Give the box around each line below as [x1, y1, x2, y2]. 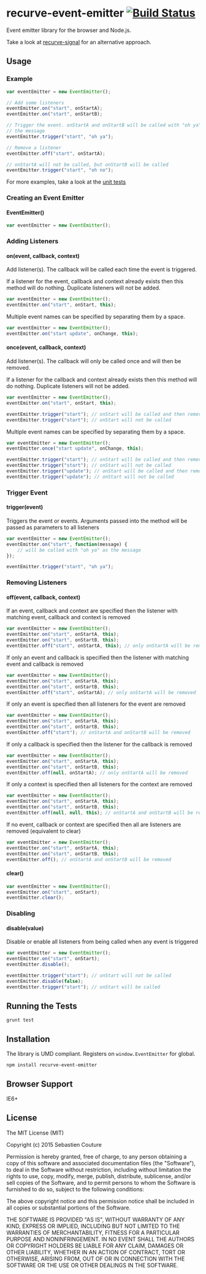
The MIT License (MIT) [6, 1129, 64, 1136]
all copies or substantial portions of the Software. [6, 1204, 131, 1211]
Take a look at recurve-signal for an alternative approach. [6, 38, 151, 45]
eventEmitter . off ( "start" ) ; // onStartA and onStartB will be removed [6, 730, 191, 736]
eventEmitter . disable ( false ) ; [6, 978, 84, 984]
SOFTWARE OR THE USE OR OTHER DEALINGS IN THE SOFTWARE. [6, 1261, 178, 1268]
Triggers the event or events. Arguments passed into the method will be [6, 517, 188, 525]
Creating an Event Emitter [6, 193, 85, 202]
